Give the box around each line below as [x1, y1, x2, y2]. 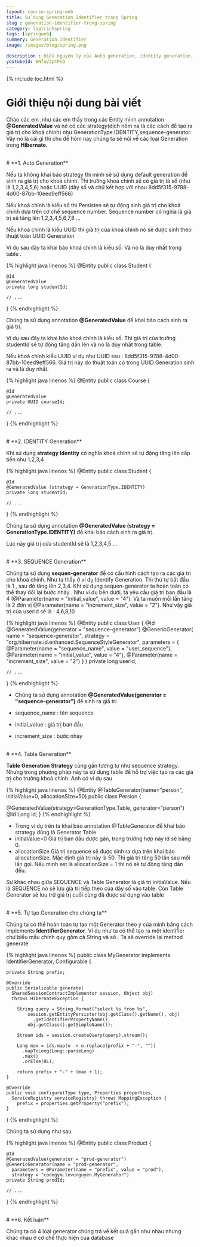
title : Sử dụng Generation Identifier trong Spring [6, 14, 137, 20]
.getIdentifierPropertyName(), [32, 1016, 111, 1022]
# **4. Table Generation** [6, 750, 72, 758]
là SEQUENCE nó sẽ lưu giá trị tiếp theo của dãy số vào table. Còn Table [6, 885, 183, 892]
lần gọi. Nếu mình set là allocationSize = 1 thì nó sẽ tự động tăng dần [14, 860, 183, 867]
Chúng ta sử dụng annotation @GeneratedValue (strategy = [6, 522, 155, 529]
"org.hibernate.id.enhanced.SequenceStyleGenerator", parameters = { [6, 638, 179, 646]
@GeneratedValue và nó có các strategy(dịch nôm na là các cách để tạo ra [6, 122, 193, 129]
